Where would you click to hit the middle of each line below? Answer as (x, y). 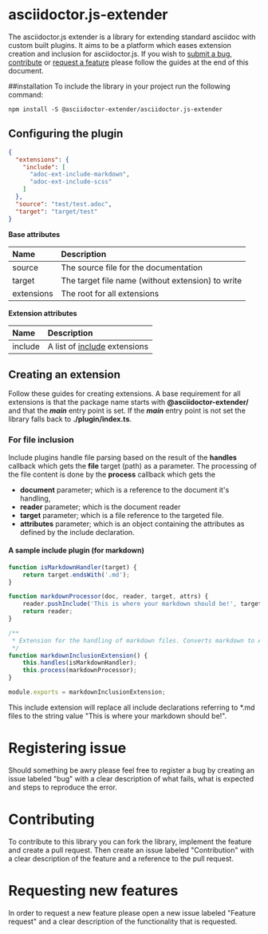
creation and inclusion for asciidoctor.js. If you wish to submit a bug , (120, 53)
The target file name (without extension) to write (152, 280)
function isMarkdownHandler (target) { (73, 567)
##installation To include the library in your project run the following (120, 86)
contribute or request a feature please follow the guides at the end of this (128, 62)
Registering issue (67, 748)
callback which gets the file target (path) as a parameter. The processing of (132, 465)
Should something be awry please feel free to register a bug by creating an (132, 770)
